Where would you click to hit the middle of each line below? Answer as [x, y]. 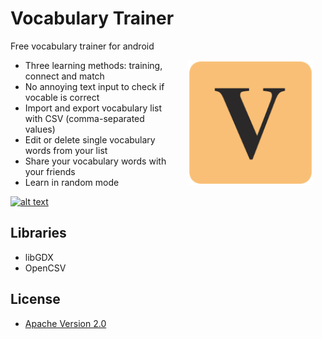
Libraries [38, 233]
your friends [50, 171]
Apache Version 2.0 [65, 323]
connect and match [64, 76]
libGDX [39, 257]
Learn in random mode [72, 182]
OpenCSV [45, 268]
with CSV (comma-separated [84, 118]
